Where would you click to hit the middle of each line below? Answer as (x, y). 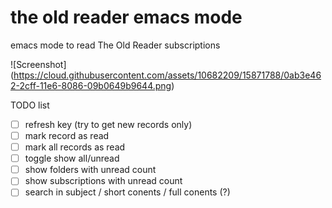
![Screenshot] (38, 64)
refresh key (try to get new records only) (108, 124)
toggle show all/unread (72, 158)
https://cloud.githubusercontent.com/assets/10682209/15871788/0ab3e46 (167, 75)
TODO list (30, 105)
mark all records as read (75, 147)
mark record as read (67, 135)
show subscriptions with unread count (103, 181)
